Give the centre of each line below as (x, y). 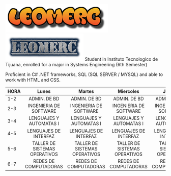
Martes (86, 91)
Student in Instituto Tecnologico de (121, 59)
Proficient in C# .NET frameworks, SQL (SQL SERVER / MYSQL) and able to (84, 74)
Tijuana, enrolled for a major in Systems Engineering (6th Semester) (76, 65)
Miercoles (129, 91)
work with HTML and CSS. (33, 80)
